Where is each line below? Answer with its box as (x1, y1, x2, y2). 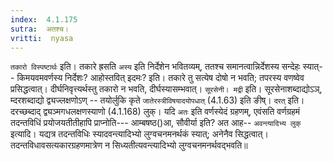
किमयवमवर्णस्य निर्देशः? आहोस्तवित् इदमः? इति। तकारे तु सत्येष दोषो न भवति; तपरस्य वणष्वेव (16, 72, 305, 84)
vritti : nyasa (10, 33, 74, 43)
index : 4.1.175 (10, 14, 78, 25)
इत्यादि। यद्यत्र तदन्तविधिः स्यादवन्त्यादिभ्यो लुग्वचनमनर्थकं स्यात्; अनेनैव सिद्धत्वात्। (10, 128, 269, 140)
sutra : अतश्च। (10, 24, 69, 34)
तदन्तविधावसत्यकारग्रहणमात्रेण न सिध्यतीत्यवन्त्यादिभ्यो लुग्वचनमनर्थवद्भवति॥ (10, 139, 248, 151)
